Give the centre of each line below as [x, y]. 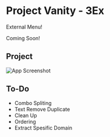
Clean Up [26, 115]
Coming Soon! [23, 38]
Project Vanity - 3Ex [55, 11]
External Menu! [24, 27]
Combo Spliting [33, 103]
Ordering [25, 121]
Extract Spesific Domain [43, 128]
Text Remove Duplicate [42, 109]
